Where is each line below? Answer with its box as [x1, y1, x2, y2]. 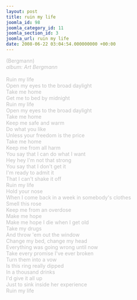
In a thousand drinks [6, 268, 55, 275]
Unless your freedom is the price [6, 132, 85, 139]
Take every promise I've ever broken [6, 250, 94, 257]
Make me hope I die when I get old [6, 219, 89, 226]
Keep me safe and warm [6, 119, 65, 126]
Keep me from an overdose [6, 206, 72, 213]
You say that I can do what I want [6, 150, 86, 157]
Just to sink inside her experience [6, 281, 87, 288]
